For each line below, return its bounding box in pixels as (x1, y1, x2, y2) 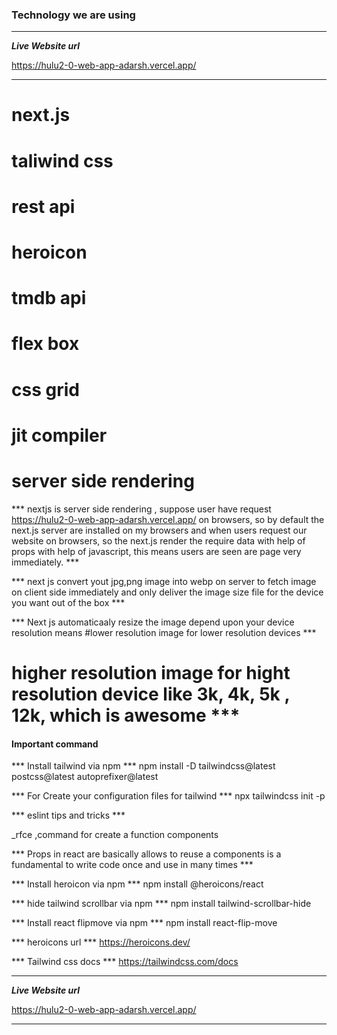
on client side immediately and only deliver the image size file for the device (11, 586, 324, 598)
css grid (11, 378, 80, 401)
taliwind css (11, 149, 114, 172)
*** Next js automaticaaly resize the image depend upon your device (11, 616, 295, 628)
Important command (11, 738, 99, 750)
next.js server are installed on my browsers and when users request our (11, 524, 308, 536)
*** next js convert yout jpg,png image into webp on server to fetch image (11, 575, 317, 587)
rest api (11, 195, 76, 218)
